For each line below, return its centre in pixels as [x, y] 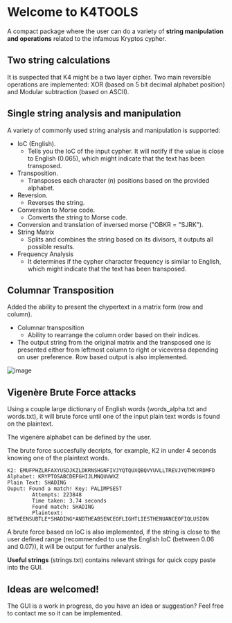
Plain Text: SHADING [37, 483]
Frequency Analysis [45, 254]
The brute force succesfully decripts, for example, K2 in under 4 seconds [112, 451]
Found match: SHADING [63, 507]
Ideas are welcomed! [53, 589]
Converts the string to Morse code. [78, 217]
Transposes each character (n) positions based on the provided [118, 180]
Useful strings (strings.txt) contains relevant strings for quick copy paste [111, 560]
